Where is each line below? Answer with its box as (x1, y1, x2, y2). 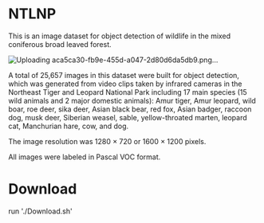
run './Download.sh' (8, 206, 73, 216)
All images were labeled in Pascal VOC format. (8, 152, 161, 162)
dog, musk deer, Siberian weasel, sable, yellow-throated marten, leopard (8, 112, 247, 122)
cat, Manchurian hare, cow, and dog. (8, 121, 129, 131)
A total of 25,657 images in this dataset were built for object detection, (8, 70, 239, 80)
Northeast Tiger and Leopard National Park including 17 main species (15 (8, 87, 247, 96)
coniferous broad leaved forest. (8, 39, 112, 49)
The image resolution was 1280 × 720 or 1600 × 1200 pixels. (8, 136, 207, 146)
